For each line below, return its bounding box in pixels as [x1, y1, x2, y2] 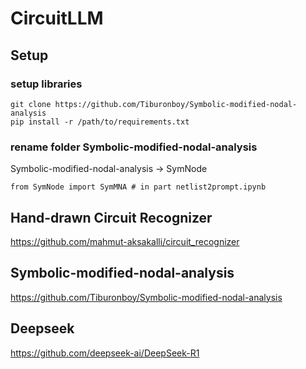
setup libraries [10, 77, 83, 91]
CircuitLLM [10, 7, 104, 30]
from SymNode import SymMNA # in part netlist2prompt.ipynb [10, 182, 267, 192]
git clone [10, 99, 52, 109]
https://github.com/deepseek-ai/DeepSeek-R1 [10, 347, 200, 359]
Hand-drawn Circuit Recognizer [10, 209, 213, 226]
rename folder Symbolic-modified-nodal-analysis [10, 140, 258, 154]
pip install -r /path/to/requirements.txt [10, 117, 190, 127]
